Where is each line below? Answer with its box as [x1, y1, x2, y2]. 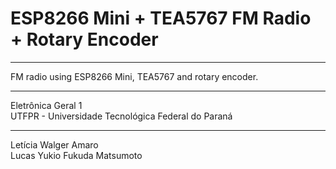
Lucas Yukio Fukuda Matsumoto [10, 149, 143, 161]
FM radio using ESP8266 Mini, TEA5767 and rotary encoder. [10, 70, 259, 82]
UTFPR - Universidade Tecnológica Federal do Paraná [10, 110, 233, 122]
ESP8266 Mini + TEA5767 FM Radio [10, 7, 312, 30]
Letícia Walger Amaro [10, 138, 99, 151]
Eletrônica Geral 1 [10, 99, 83, 111]
